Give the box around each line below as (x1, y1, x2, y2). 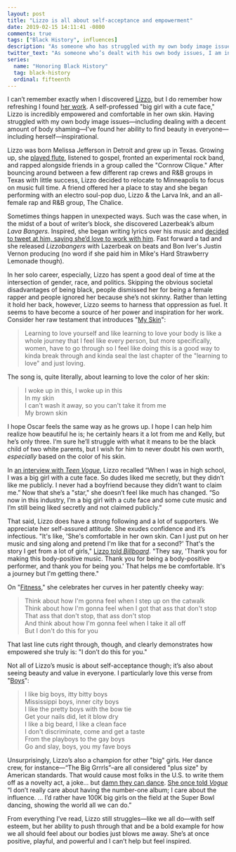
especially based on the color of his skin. (7, 452, 126, 461)
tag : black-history (13, 69, 71, 76)
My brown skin (24, 409, 68, 418)
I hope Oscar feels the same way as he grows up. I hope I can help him (7, 422, 212, 431)
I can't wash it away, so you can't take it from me (24, 401, 166, 410)
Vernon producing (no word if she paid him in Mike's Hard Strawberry (7, 249, 209, 258)
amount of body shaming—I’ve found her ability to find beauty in (7, 125, 195, 134)
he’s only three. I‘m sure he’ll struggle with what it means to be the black (7, 437, 216, 446)
